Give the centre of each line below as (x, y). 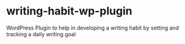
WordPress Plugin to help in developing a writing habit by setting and (93, 28)
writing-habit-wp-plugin (69, 11)
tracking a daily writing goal (41, 34)
